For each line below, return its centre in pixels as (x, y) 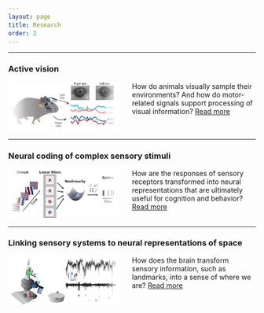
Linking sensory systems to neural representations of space (125, 243)
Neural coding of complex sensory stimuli (90, 156)
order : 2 (22, 33)
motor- (233, 94)
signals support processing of (204, 103)
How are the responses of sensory (188, 173)
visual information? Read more (181, 111)
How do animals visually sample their (192, 86)
